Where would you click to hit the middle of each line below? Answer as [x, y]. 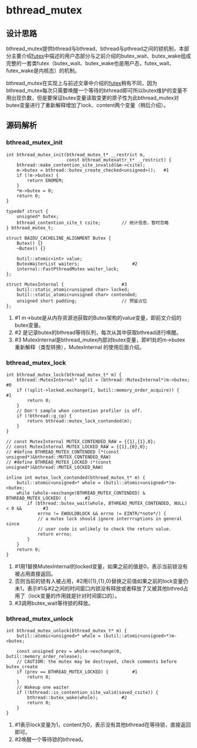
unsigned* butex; [38, 216]
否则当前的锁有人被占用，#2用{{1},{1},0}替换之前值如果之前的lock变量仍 [101, 581]
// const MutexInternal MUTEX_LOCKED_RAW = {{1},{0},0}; [77, 447]
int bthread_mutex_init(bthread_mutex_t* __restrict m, [76, 155]
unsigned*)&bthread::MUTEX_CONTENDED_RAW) [59, 457]
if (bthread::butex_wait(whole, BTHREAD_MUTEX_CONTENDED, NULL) [107, 503]
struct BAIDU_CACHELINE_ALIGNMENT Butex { [59, 238]
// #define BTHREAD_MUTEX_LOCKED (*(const [59, 462]
